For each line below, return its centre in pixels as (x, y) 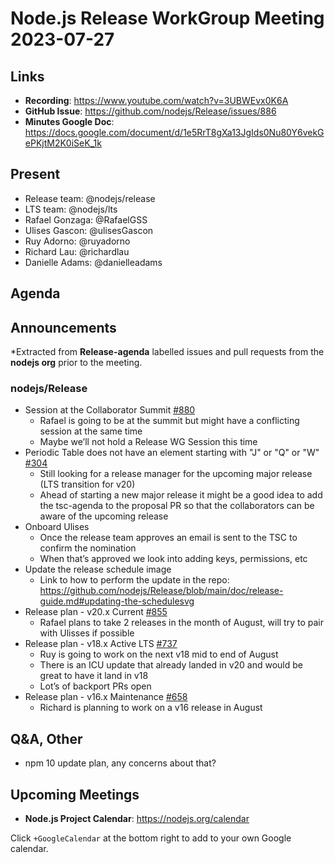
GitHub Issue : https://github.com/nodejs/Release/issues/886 (150, 111)
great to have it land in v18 (94, 676)
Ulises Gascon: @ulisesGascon (89, 230)
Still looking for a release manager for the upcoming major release (176, 474)
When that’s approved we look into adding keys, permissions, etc (173, 559)
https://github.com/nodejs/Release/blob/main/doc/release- (161, 591)
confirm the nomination (88, 548)
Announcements (63, 327)
